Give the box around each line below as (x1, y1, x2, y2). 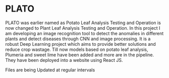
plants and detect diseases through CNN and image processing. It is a (5, 36, 151, 42)
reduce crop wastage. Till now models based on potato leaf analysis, (5, 46, 148, 52)
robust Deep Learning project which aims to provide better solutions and (5, 41, 156, 47)
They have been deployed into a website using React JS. (5, 57, 123, 63)
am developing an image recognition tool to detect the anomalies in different (5, 30, 164, 36)
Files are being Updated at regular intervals (5, 66, 95, 73)
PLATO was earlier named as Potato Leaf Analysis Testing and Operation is (5, 20, 161, 26)
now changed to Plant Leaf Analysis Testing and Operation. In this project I (5, 25, 160, 31)
